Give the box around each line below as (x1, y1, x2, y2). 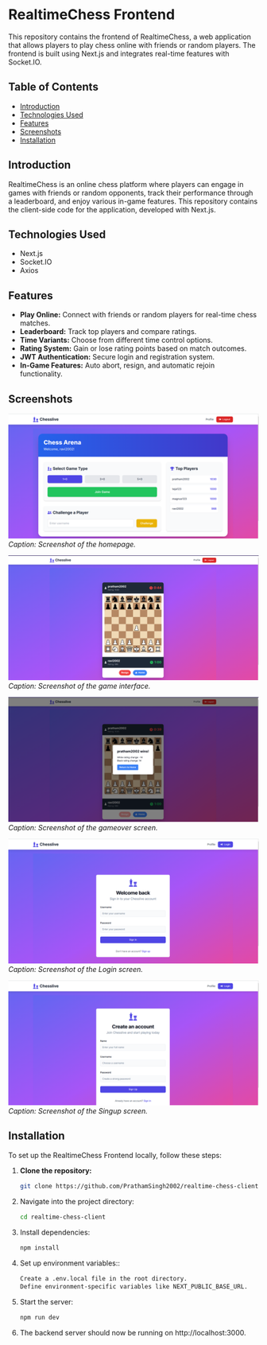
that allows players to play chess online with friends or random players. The (8, 40, 256, 49)
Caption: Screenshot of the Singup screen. (8, 1106, 149, 1116)
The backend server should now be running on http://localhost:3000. (19, 1328, 246, 1338)
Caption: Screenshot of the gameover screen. (8, 823, 158, 833)
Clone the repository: (19, 1165, 92, 1175)
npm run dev (19, 1314, 60, 1322)
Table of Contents (8, 80, 99, 94)
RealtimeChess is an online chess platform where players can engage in (8, 179, 244, 189)
